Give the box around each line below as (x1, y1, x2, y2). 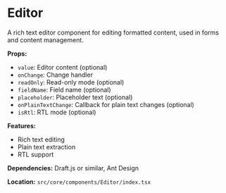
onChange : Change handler (17, 70, 94, 79)
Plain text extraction (17, 142, 76, 151)
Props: (7, 49, 27, 58)
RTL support (17, 150, 54, 158)
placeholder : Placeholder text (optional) (17, 93, 133, 101)
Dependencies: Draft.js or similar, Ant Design (7, 163, 139, 172)
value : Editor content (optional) (17, 63, 108, 71)
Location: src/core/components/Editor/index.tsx (7, 178, 151, 186)
